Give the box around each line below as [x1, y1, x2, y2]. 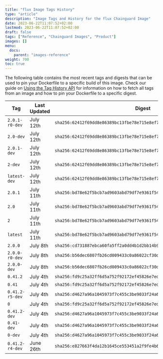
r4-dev [7, 346, 23, 351]
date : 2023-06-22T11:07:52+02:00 [5, 20, 73, 26]
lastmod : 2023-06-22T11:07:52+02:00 [5, 25, 79, 30]
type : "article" [5, 12, 38, 17]
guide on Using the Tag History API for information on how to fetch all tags [5, 85, 154, 91]
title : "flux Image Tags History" [5, 7, 75, 12]
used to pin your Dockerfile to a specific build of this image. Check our [5, 80, 147, 86]
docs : [9, 48, 21, 53]
